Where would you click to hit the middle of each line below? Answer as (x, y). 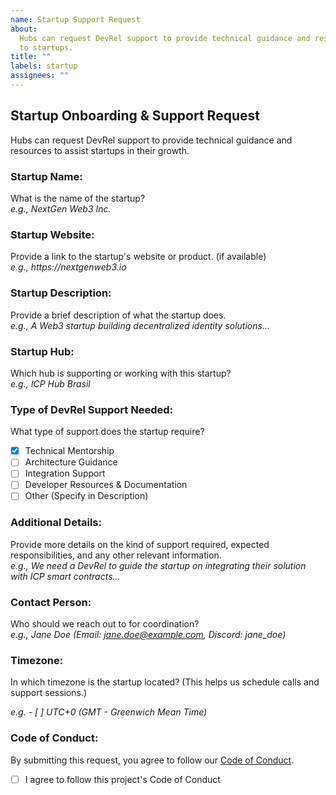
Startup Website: (52, 234)
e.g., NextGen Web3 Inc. (61, 208)
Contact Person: (51, 602)
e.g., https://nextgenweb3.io (68, 267)
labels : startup (44, 66)
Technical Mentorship (69, 451)
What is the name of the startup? (78, 198)
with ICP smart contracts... (65, 576)
